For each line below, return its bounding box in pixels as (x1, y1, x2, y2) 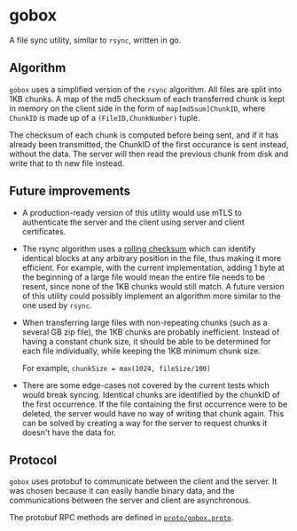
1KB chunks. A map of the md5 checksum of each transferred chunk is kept (9, 93, 285, 104)
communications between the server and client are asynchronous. (9, 495, 251, 506)
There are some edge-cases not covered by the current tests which (21, 379, 270, 391)
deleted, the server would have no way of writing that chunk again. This (21, 408, 285, 418)
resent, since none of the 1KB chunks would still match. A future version (21, 281, 285, 291)
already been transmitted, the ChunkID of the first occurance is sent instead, (9, 139, 289, 149)
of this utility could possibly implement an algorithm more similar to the (21, 290, 281, 301)
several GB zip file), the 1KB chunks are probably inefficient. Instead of (21, 326, 280, 337)
